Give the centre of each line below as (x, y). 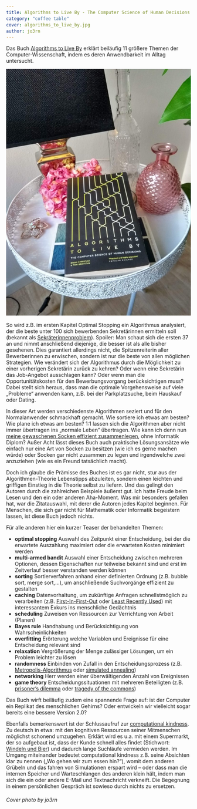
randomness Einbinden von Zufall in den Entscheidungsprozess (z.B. (98, 664)
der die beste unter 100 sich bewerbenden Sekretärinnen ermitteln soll (91, 331)
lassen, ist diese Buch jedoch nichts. (50, 516)
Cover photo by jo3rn (32, 800)
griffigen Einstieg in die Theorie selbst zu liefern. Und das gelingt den (90, 485)
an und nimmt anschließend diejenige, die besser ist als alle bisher (86, 344)
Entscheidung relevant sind (47, 645)
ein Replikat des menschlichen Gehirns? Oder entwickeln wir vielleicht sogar (98, 706)
